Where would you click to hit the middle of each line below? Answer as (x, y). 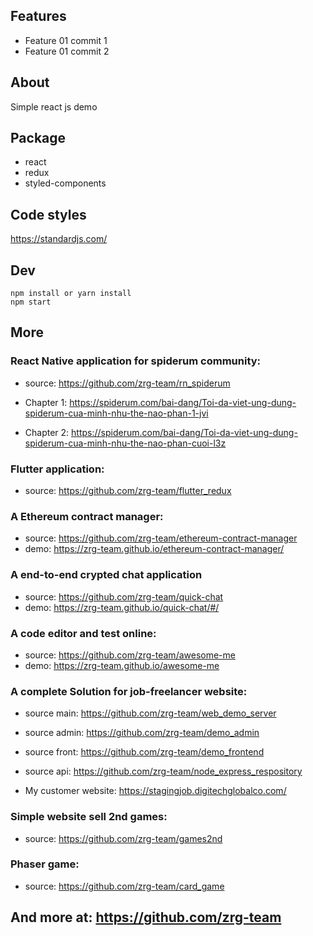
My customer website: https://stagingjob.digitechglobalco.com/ (155, 791)
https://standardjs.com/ (59, 239)
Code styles (48, 214)
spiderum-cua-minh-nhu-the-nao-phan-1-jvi (116, 413)
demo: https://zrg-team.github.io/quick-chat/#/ (122, 607)
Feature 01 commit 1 (66, 40)
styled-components (65, 183)
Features (38, 16)
